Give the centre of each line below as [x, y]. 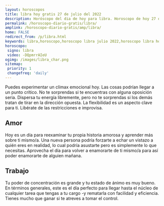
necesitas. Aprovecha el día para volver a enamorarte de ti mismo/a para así [82, 150]
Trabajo [17, 171]
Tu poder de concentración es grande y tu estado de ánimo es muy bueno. [80, 183]
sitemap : [14, 64]
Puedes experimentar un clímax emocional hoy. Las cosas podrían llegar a [80, 87]
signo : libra [20, 50]
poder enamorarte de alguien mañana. [43, 155]
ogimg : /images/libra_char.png [37, 60]
